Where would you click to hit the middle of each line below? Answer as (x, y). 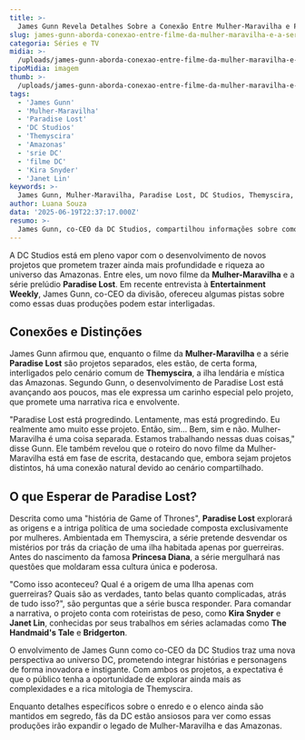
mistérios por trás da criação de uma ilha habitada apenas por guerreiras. (147, 547)
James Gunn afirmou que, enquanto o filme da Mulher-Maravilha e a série (149, 354)
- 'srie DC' (40, 153)
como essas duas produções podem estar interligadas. (112, 303)
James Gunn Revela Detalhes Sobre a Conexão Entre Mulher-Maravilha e (154, 26)
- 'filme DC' (42, 161)
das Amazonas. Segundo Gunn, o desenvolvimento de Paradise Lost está (147, 383)
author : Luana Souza (49, 204)
